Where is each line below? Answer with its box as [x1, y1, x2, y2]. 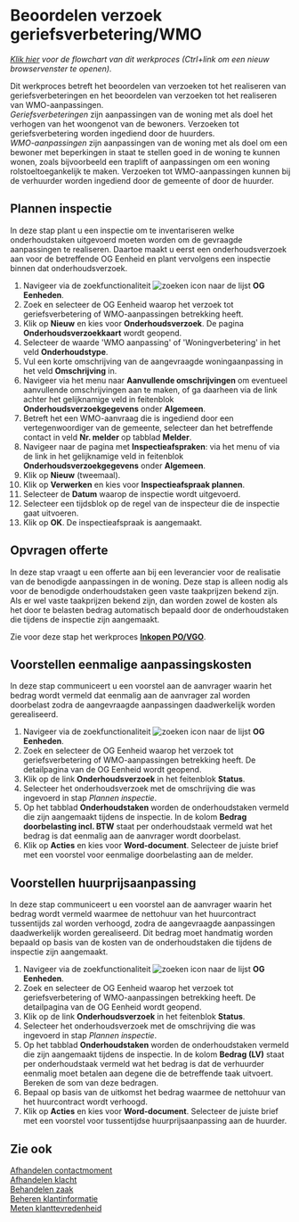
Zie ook [10, 1141, 53, 1156]
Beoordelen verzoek [10, 5, 163, 26]
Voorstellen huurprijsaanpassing [10, 875, 197, 890]
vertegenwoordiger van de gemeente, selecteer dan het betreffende [22, 422, 274, 433]
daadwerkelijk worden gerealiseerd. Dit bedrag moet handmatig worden [10, 928, 274, 938]
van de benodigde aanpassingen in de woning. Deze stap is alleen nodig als [10, 576, 288, 587]
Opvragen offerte [10, 543, 109, 558]
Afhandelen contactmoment [10, 1165, 113, 1176]
